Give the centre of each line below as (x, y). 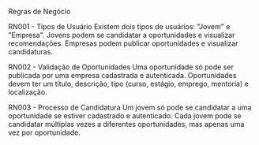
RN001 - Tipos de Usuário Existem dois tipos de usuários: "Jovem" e (119, 26)
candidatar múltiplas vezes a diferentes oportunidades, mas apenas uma (126, 124)
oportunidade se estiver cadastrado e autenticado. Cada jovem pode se (125, 116)
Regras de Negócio (39, 11)
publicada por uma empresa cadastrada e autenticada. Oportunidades (122, 75)
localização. (28, 92)
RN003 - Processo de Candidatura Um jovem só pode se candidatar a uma (130, 107)
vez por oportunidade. (44, 132)
